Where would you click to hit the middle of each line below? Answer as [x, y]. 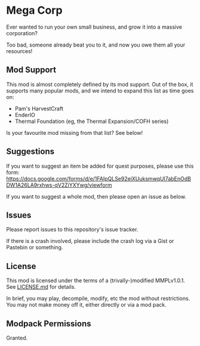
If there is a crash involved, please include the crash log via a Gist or [90, 241]
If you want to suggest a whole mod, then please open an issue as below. [96, 196]
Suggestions [30, 152]
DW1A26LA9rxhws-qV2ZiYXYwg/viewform [59, 185]
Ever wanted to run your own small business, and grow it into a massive [94, 27]
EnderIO [25, 115]
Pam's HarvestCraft [39, 109]
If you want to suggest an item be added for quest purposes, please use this [100, 166]
